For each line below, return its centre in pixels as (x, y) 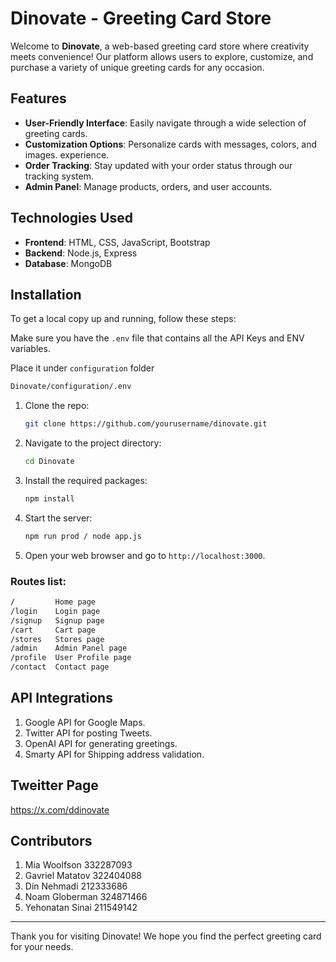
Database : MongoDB (68, 263)
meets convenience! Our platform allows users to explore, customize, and (162, 56)
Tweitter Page (54, 785)
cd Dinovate (49, 462)
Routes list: (38, 581)
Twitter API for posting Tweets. (88, 733)
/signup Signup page (57, 620)
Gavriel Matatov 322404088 (83, 876)
